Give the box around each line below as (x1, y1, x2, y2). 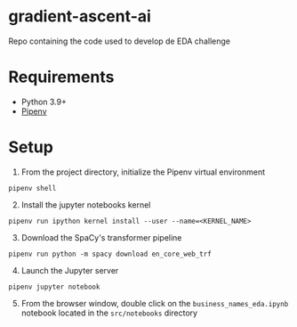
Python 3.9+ (20, 96, 68, 107)
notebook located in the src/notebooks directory (20, 307, 197, 318)
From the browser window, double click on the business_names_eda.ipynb (20, 298, 289, 308)
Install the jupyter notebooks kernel (20, 199, 151, 210)
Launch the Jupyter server (20, 265, 119, 275)
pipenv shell (8, 184, 57, 192)
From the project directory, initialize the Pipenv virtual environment (20, 167, 266, 177)
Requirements (8, 67, 115, 87)
